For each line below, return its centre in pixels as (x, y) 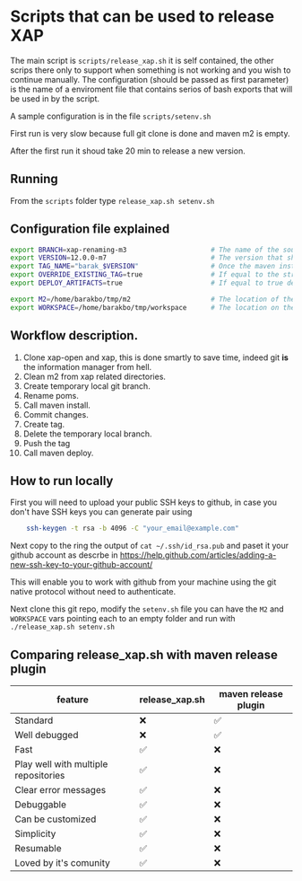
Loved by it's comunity (62, 863)
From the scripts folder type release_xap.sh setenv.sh (112, 200)
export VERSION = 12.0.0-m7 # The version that (147, 258)
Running (35, 179)
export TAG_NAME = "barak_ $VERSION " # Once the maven (143, 267)
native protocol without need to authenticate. (93, 592)
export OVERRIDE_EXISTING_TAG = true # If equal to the (145, 275)
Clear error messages (60, 790)
